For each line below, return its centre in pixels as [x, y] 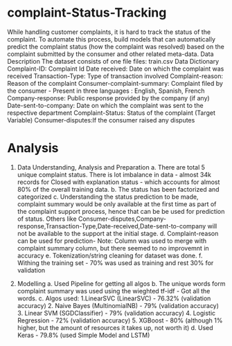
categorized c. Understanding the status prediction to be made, [108, 197]
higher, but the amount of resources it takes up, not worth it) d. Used [115, 327]
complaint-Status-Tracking [87, 13]
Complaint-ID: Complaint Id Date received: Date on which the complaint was [116, 69]
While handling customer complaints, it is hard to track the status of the [109, 32]
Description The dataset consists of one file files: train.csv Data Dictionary [113, 61]
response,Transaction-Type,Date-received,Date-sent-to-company [111, 226]
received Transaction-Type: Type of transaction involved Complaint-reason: [115, 76]
